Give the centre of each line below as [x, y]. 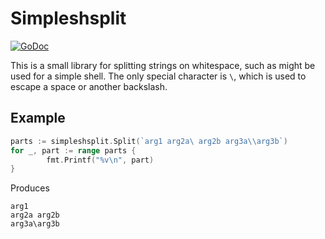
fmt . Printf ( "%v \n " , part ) [100, 160]
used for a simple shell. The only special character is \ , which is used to [158, 76]
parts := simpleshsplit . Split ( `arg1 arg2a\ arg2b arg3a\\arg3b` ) [149, 141]
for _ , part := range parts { [73, 150]
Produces [30, 188]
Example [38, 118]
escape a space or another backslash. [89, 86]
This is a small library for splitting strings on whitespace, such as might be [163, 65]
